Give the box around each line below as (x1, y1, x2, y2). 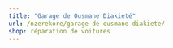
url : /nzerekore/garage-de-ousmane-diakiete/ (8, 20, 165, 28)
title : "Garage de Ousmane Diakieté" (8, 11, 136, 20)
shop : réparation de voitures (8, 27, 111, 35)
